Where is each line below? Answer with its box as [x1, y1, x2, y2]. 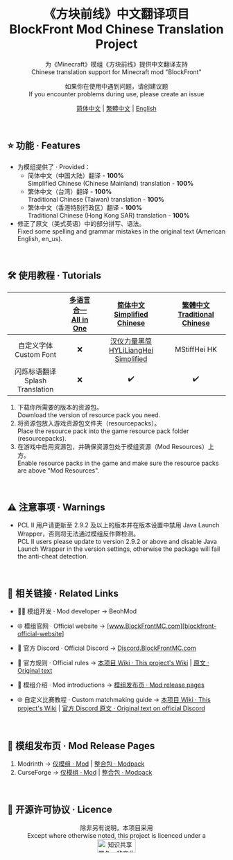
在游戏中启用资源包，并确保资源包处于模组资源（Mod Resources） [17, 442, 208, 450]
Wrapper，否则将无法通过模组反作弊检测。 [17, 529, 140, 538]
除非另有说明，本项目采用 [80, 823, 153, 832]
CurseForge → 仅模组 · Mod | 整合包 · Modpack [17, 769, 153, 776]
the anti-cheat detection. [17, 552, 89, 561]
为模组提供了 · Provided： [17, 162, 92, 170]
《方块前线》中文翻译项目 [43, 6, 189, 22]
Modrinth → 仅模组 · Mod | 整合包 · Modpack [17, 760, 145, 768]
